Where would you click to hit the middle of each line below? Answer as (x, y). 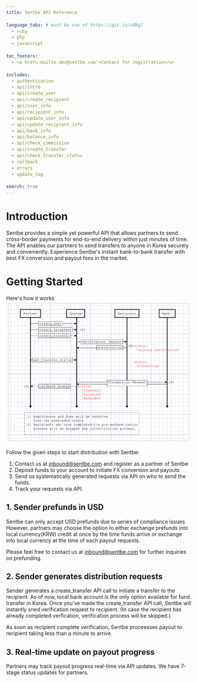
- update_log (27, 174)
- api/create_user (34, 94)
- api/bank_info (31, 131)
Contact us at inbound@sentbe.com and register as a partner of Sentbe (101, 464)
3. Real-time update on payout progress (80, 652)
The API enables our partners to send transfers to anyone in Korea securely (98, 245)
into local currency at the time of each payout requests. (73, 540)
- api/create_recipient (40, 100)
